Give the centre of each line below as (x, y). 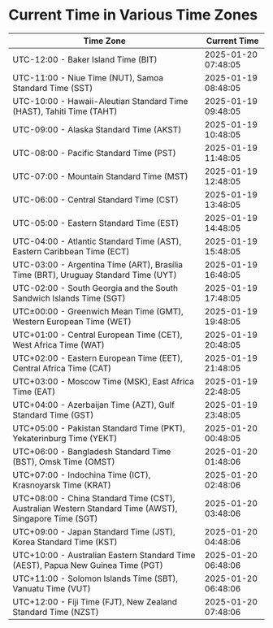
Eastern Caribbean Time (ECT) (71, 251)
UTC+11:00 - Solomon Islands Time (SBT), (95, 578)
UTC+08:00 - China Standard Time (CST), (94, 498)
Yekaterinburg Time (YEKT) (65, 438)
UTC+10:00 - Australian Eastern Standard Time (104, 555)
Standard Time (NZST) (56, 612)
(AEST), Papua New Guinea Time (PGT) (88, 565)
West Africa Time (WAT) (59, 344)
